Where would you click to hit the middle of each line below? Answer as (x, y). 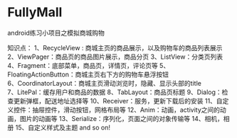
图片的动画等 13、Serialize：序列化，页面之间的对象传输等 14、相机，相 (125, 118)
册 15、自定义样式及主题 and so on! (59, 127)
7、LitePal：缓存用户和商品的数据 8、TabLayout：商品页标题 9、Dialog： (115, 92)
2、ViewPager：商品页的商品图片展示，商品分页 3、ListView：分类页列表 (115, 57)
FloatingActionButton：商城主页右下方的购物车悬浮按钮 (88, 74)
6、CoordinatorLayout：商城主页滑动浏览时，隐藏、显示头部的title (104, 83)
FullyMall (35, 12)
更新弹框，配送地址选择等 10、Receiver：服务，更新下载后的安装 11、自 (118, 100)
